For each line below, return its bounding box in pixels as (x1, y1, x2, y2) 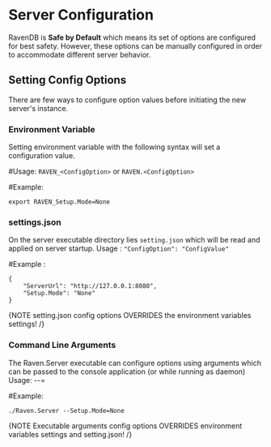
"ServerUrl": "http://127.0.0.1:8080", (23, 282, 158, 290)
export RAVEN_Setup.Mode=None (8, 198, 111, 206)
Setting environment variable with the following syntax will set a (8, 142, 221, 152)
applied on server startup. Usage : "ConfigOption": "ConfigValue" (8, 243, 229, 253)
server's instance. (8, 103, 69, 113)
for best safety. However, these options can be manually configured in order (8, 41, 263, 50)
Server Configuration (8, 6, 154, 24)
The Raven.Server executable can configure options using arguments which (8, 358, 261, 367)
